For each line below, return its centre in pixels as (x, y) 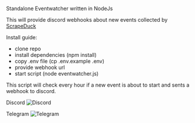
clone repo (28, 49)
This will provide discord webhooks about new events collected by (87, 20)
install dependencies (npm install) (56, 55)
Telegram (18, 114)
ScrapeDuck (21, 26)
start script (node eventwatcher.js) (57, 74)
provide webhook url (40, 67)
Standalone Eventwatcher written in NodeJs (60, 8)
